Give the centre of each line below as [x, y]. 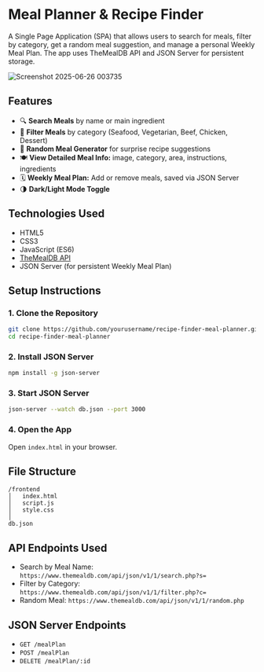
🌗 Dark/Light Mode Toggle [64, 189]
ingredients [38, 169]
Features [30, 101]
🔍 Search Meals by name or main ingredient [92, 120]
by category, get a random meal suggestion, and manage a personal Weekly [132, 44]
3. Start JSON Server [49, 393]
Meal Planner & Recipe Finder [106, 15]
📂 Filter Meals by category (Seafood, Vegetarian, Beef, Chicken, [123, 132]
